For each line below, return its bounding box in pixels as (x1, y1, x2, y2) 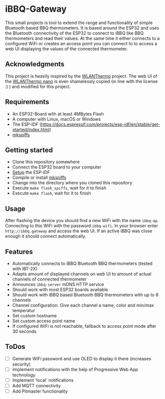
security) (12, 361, 31, 367)
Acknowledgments (5, 60, 65, 68)
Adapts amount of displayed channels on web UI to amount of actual (12, 271, 152, 277)
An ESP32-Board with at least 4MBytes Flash (12, 111, 104, 116)
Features (5, 247, 33, 256)
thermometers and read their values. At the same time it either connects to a (5, 35, 160, 41)
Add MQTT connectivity (12, 383, 61, 389)
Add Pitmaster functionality (12, 388, 68, 394)
